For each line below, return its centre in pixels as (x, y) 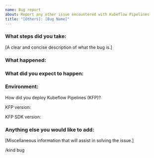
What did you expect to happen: (44, 74)
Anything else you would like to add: (50, 130)
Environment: (22, 86)
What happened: (26, 60)
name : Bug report (23, 10)
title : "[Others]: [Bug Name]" (37, 19)
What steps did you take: (36, 36)
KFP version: (18, 107)
